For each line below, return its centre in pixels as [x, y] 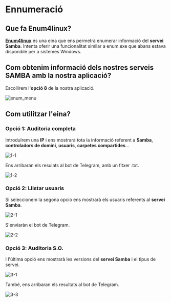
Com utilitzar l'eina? [38, 114]
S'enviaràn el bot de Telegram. [38, 225]
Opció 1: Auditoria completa [40, 129]
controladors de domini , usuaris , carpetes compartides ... [67, 145]
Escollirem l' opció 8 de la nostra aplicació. [50, 88]
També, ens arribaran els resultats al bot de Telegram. [62, 285]
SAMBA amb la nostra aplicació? [58, 76]
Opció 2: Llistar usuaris [35, 188]
